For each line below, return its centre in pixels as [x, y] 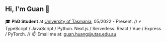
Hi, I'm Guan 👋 [27, 9]
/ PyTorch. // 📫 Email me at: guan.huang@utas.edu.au [61, 34]
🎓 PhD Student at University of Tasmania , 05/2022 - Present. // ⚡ [73, 21]
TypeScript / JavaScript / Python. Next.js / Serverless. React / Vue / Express [83, 28]
